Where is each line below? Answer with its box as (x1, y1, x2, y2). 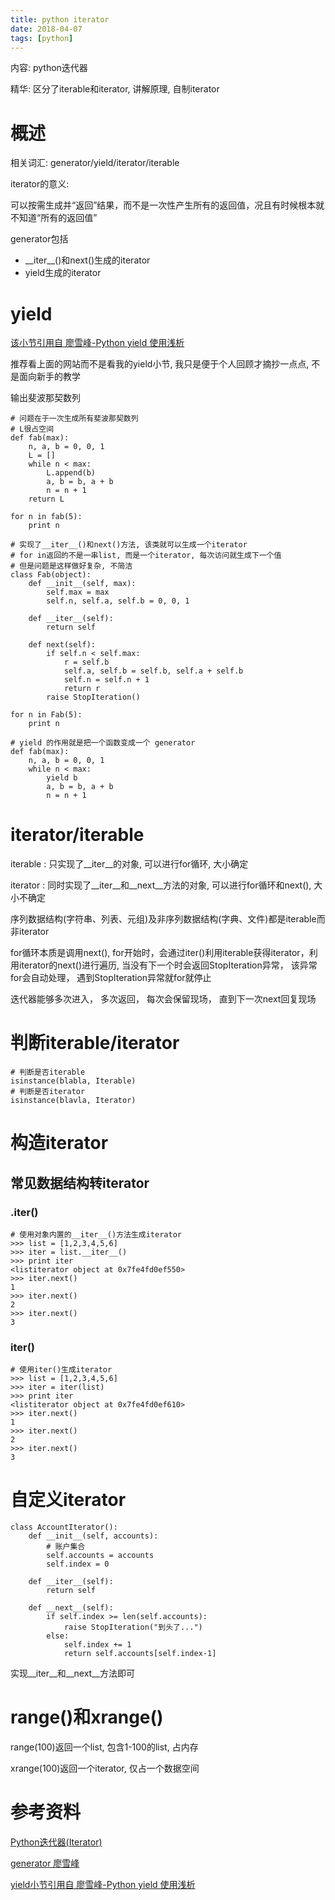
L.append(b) (46, 468, 97, 478)
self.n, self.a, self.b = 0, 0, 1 (46, 596, 190, 606)
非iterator (10, 926, 50, 938)
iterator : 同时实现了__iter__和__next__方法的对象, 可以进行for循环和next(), (10, 879, 312, 891)
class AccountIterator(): (10, 1522, 118, 1533)
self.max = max (46, 587, 110, 598)
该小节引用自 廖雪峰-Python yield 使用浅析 (10, 337, 185, 349)
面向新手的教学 (18, 371, 81, 383)
